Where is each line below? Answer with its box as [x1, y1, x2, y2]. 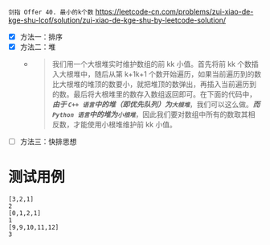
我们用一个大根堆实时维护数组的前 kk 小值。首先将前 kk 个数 [51, 60, 252, 69]
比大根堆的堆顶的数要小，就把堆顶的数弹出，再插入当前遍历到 [51, 80, 257, 89]
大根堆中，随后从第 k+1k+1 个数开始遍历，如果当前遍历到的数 [59, 69, 262, 79]
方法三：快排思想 [19, 137, 77, 147]
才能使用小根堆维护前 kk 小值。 [73, 120, 177, 130]
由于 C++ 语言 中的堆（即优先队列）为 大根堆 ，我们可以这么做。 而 [51, 100, 260, 110]
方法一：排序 [19, 32, 63, 41]
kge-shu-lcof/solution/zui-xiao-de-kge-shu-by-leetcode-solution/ [8, 15, 227, 25]
